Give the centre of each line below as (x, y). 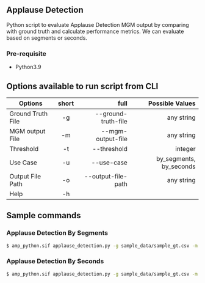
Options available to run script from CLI (82, 86)
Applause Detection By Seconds (55, 261)
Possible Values (172, 103)
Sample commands (44, 215)
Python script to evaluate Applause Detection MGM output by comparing (98, 24)
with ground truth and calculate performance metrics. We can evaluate (95, 31)
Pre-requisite (27, 53)
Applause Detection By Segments (57, 233)
